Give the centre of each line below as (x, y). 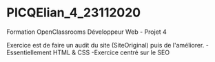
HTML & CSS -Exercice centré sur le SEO (111, 52)
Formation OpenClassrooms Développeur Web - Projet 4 (86, 32)
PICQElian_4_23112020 (74, 13)
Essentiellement (29, 52)
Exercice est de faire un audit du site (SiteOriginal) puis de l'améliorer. (105, 45)
